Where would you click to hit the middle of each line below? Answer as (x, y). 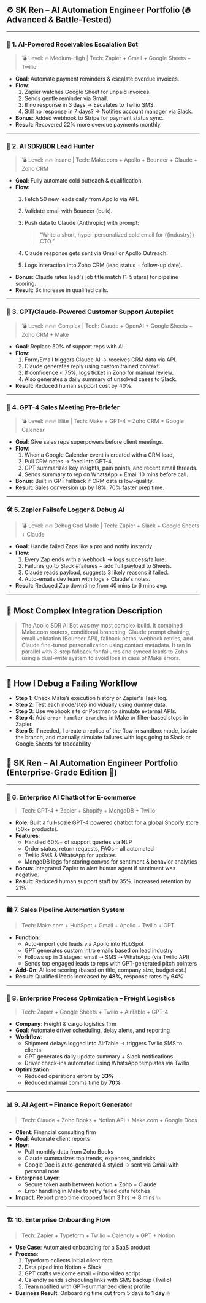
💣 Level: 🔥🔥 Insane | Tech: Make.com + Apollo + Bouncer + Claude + (109, 160)
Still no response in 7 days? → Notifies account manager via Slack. (109, 112)
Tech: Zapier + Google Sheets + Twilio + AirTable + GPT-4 (95, 1012)
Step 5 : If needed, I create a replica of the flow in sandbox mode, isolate (106, 730)
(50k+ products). (36, 829)
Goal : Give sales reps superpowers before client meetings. (89, 442)
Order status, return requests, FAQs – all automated (89, 849)
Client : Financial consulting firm (55, 1132)
